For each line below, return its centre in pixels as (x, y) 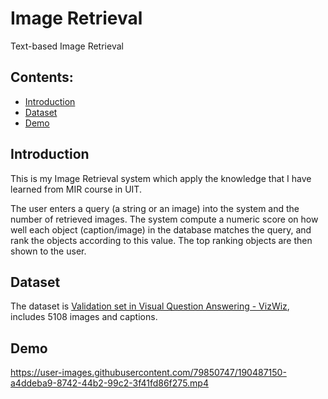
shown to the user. (48, 251)
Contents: (42, 77)
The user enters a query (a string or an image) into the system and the (155, 208)
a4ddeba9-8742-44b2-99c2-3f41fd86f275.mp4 (109, 383)
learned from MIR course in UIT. (76, 189)
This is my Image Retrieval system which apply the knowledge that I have (161, 178)
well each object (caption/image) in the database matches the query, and (161, 229)
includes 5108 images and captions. (84, 317)
